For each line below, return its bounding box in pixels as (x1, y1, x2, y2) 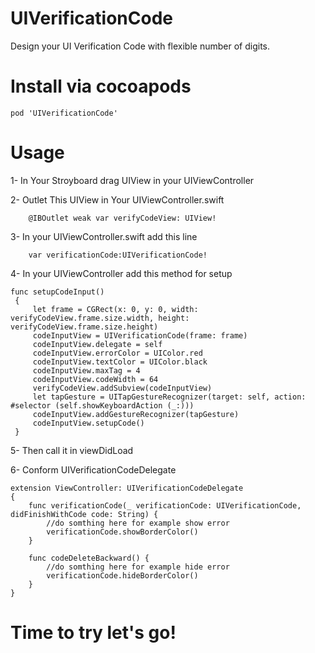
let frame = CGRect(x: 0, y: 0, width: (32, 304, 199, 314)
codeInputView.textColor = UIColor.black (32, 357, 208, 367)
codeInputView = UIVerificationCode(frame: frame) (32, 330, 248, 341)
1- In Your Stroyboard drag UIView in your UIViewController (10, 174, 255, 186)
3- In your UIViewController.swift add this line (10, 230, 198, 242)
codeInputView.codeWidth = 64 (32, 374, 159, 384)
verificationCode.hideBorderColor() (46, 570, 199, 581)
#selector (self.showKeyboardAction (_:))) (10, 400, 195, 411)
